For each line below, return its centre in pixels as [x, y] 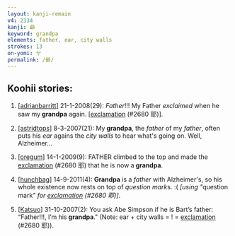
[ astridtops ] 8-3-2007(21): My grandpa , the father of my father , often [119, 128]
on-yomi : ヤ [24, 54]
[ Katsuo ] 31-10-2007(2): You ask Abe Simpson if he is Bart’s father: [115, 209]
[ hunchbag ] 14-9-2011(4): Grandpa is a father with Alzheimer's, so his [120, 179]
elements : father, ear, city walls [60, 40]
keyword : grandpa [33, 34]
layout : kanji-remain [39, 14]
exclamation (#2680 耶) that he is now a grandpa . [90, 165]
